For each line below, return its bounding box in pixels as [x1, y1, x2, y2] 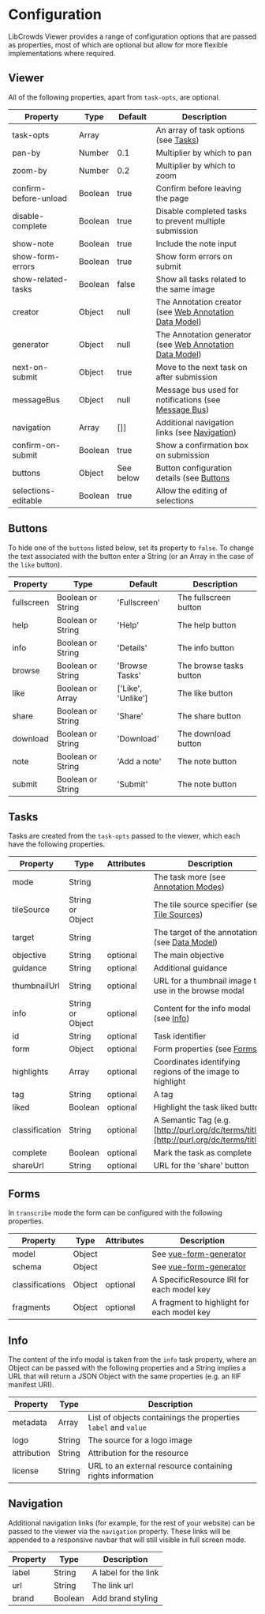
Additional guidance [153, 963, 228, 974]
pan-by [12, 147, 41, 158]
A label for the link [91, 1567, 159, 1578]
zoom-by [12, 164, 47, 175]
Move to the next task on [155, 361, 248, 372]
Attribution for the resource [88, 1448, 189, 1458]
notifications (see [155, 394, 221, 405]
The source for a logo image [88, 1435, 193, 1446]
